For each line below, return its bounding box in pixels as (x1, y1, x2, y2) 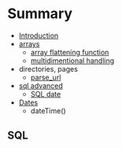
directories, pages (18, 64, 78, 73)
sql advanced (18, 80, 64, 91)
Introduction (18, 31, 59, 40)
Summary (7, 5, 72, 23)
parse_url (30, 72, 61, 82)
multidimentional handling (30, 56, 115, 65)
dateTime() (30, 105, 66, 115)
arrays (18, 39, 40, 48)
